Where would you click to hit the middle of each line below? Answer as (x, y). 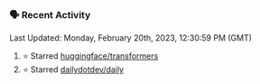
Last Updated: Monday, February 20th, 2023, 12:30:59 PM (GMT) (131, 38)
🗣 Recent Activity (50, 14)
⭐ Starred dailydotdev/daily (73, 70)
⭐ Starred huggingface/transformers (90, 56)
